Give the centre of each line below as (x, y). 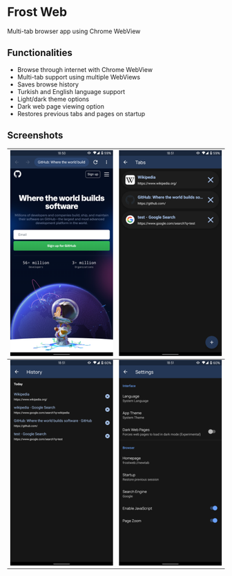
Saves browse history (48, 84)
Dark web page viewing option (61, 106)
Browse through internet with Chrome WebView (85, 69)
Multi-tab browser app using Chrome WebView (74, 31)
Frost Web (37, 12)
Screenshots (35, 136)
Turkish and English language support (71, 91)
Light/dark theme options (53, 99)
